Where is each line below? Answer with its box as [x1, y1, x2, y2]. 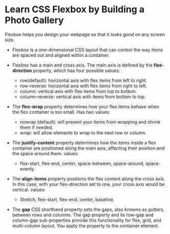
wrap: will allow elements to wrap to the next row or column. [19, 129, 147, 136]
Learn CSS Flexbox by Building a [5, 4, 145, 15]
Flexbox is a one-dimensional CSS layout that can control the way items [12, 46, 163, 53]
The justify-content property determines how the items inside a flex [12, 139, 156, 146]
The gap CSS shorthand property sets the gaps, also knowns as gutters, [12, 206, 164, 213]
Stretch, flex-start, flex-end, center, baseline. [19, 196, 115, 202]
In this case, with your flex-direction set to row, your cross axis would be [12, 181, 165, 187]
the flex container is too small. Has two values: [12, 109, 110, 115]
